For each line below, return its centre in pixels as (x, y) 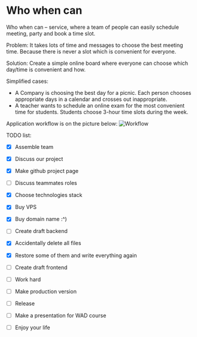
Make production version (46, 291)
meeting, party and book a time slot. (51, 33)
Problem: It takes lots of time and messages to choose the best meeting (95, 45)
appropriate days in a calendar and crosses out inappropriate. (91, 99)
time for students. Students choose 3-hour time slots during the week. (101, 112)
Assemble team (34, 147)
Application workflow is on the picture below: (62, 123)
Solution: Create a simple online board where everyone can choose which (97, 63)
